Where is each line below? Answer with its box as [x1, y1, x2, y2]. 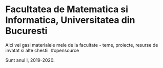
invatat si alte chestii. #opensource [5, 47, 79, 53]
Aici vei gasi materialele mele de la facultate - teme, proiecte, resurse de [5, 42, 158, 48]
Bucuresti [5, 25, 48, 37]
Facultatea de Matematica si [5, 4, 129, 15]
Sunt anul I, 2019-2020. [5, 57, 55, 63]
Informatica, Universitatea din [5, 14, 135, 26]
